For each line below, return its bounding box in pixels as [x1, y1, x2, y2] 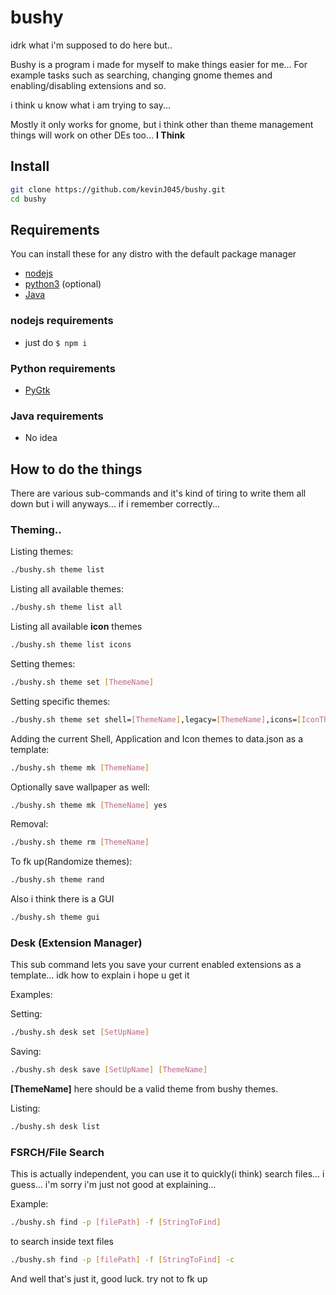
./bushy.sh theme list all [10, 602, 123, 613]
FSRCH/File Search [10, 1145, 105, 1159]
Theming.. [10, 522, 62, 536]
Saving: [10, 1046, 42, 1058]
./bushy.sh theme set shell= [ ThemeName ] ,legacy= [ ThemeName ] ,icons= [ [10, 714, 302, 725]
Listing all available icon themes [10, 621, 143, 633]
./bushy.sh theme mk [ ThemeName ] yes [10, 800, 168, 810]
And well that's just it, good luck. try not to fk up [10, 1273, 208, 1285]
